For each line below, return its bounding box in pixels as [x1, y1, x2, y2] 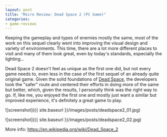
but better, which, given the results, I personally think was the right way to [5, 87, 157, 93]
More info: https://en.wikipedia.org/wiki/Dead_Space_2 [5, 127, 118, 133]
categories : [5, 16, 30, 21]
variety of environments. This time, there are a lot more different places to [5, 45, 157, 51]
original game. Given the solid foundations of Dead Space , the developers [5, 76, 157, 82]
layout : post [5, 7, 32, 12]
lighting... [5, 56, 24, 62]
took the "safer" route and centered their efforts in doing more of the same [5, 82, 159, 88]
